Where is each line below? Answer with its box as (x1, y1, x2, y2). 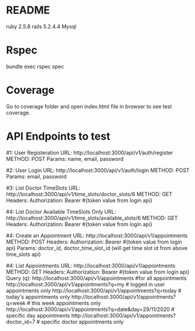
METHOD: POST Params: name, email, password (6, 155, 124, 162)
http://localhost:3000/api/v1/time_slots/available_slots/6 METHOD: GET (6, 214, 178, 221)
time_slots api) (6, 251, 41, 258)
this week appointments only (31, 299, 101, 306)
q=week (6, 299, 26, 306)
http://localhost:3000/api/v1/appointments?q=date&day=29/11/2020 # (6, 306, 175, 313)
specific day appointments (6, 312, 70, 319)
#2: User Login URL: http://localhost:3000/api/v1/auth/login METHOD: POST (6, 167, 190, 174)
